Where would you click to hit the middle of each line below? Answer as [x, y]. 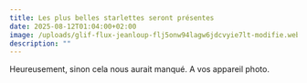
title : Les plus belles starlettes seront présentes [112, 18]
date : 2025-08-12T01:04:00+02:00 [73, 26]
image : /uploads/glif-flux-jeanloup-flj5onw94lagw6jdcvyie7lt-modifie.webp [157, 35]
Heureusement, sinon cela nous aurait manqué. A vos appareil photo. [139, 69]
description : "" [40, 43]
